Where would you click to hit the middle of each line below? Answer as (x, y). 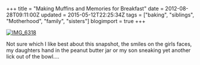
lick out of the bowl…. (33, 56)
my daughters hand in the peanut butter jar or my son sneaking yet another (99, 50)
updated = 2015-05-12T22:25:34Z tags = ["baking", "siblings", (118, 15)
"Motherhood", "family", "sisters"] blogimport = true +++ (76, 21)
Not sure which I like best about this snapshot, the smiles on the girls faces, (99, 44)
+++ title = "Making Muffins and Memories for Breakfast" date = (85, 9)
